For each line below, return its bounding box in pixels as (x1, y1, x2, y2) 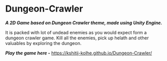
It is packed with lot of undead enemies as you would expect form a (5, 29, 147, 35)
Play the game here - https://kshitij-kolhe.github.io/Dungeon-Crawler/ (5, 50, 152, 56)
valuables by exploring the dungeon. (5, 40, 82, 46)
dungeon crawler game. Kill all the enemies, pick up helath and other (5, 35, 149, 41)
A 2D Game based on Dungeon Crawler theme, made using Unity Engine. (5, 20, 162, 26)
